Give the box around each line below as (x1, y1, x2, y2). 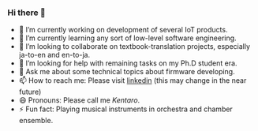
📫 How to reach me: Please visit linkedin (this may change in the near (18, 76, 247, 85)
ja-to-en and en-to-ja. (18, 51, 91, 60)
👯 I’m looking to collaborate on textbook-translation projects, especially (18, 42, 250, 51)
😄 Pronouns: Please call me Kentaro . (18, 95, 140, 105)
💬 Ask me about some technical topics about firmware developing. (18, 67, 235, 77)
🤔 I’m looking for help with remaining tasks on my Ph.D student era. (18, 58, 237, 68)
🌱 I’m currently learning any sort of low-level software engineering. (18, 33, 237, 43)
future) (18, 87, 42, 97)
